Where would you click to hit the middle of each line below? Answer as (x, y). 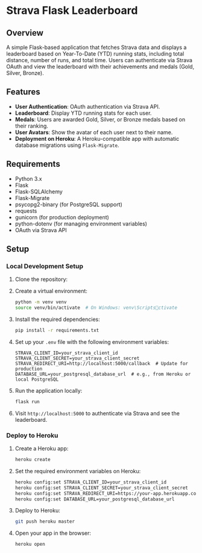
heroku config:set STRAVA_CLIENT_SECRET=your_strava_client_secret (101, 488)
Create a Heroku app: (42, 448)
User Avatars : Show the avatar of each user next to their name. (94, 132)
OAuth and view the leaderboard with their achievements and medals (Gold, (100, 66)
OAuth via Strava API (41, 230)
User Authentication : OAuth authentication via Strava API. (87, 106)
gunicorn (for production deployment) (62, 217)
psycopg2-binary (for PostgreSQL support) (68, 204)
